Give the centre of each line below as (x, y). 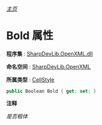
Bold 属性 (30, 35)
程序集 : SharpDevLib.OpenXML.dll (49, 54)
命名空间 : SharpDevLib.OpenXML (49, 66)
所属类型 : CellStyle (30, 79)
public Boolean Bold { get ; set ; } (51, 91)
